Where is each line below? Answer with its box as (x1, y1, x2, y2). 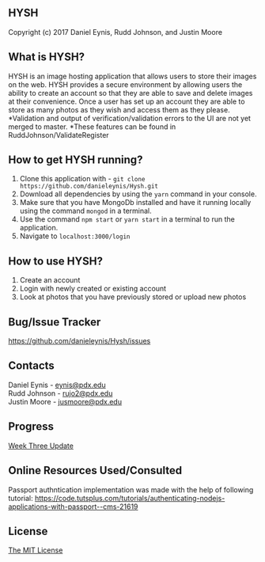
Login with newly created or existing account (19, 284, 167, 294)
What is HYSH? (8, 51, 85, 64)
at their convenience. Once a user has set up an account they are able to (8, 97, 245, 106)
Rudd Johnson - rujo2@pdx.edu (8, 388, 113, 398)
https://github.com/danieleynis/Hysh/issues (8, 336, 151, 346)
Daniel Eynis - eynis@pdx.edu (8, 380, 106, 389)
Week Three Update (8, 441, 74, 450)
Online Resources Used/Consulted (8, 464, 183, 477)
